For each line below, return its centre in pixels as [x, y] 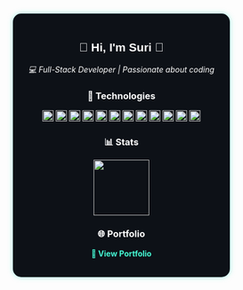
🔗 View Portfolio [121, 254]
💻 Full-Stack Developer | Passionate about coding [121, 69]
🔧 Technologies [121, 95]
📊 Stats [121, 142]
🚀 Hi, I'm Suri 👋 [121, 47]
